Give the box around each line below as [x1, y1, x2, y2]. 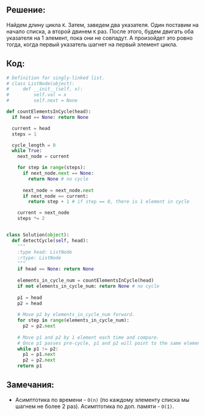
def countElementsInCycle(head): [6, 108, 92, 115]
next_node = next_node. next [22, 187, 95, 194]
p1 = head [17, 294, 43, 301]
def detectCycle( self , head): [12, 237, 88, 244]
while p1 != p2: [17, 346, 59, 352]
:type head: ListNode [17, 249, 72, 255]
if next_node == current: [22, 193, 88, 199]
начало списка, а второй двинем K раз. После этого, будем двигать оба [6, 28, 194, 35]
